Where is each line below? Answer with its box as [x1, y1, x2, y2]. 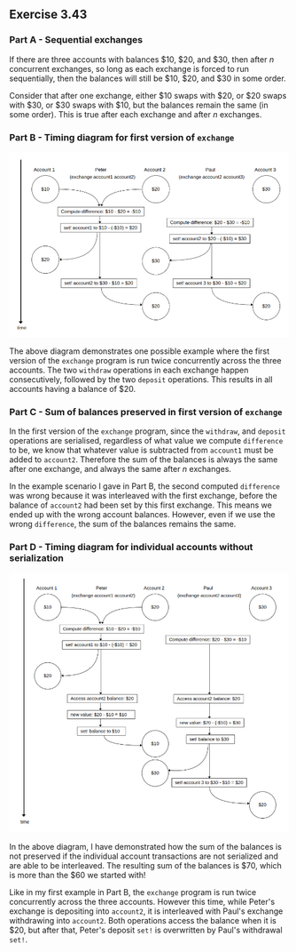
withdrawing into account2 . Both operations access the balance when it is [9, 915, 277, 925]
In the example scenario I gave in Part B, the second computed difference [9, 481, 281, 492]
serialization [9, 552, 64, 564]
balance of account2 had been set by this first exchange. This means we [9, 500, 272, 510]
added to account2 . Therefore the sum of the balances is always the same [9, 454, 278, 465]
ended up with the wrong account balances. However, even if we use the [9, 509, 276, 520]
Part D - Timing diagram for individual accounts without [9, 541, 253, 553]
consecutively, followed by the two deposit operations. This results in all [9, 373, 273, 385]
